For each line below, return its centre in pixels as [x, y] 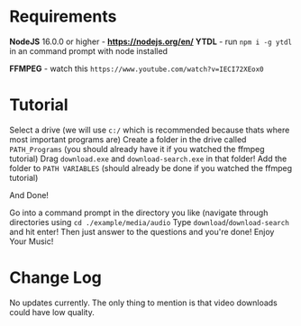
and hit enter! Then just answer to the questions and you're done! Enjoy [142, 231]
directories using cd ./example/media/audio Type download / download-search [150, 222]
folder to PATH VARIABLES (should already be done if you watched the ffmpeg [151, 168]
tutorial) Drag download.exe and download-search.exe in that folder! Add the [148, 158]
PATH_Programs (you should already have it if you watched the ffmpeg [137, 149]
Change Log [55, 278]
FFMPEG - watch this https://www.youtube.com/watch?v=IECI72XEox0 [137, 68]
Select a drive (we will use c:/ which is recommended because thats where [150, 130]
